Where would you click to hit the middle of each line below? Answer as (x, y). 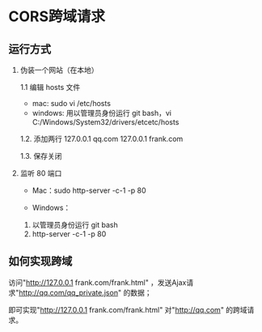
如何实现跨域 (40, 261)
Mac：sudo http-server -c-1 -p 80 (89, 190)
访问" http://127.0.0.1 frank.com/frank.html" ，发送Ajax (97, 282)
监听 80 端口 (41, 173)
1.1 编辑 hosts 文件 (50, 87)
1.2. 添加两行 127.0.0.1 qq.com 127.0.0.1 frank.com (101, 139)
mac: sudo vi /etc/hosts (72, 103)
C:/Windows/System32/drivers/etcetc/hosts (106, 122)
